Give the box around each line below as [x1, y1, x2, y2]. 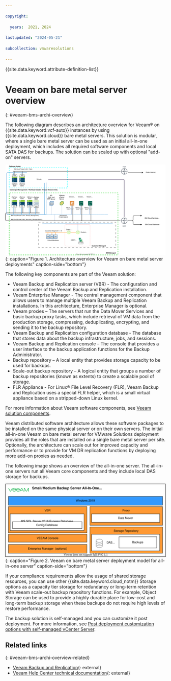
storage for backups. [5, 473, 49, 480]
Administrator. [12, 351, 42, 358]
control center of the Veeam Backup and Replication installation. [12, 286, 148, 292]
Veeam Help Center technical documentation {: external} [12, 670, 131, 676]
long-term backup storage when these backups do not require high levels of [5, 600, 165, 606]
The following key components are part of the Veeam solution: [5, 271, 136, 277]
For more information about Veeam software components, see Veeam [5, 405, 152, 411]
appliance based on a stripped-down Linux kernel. [12, 395, 119, 401]
